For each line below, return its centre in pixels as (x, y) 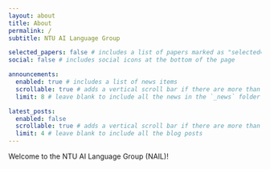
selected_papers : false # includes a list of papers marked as (117, 53)
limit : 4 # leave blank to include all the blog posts (109, 134)
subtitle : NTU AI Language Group (64, 38)
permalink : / (30, 30)
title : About (30, 23)
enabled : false (41, 119)
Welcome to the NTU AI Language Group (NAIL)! (88, 156)
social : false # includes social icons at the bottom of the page (122, 60)
